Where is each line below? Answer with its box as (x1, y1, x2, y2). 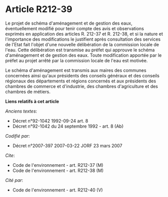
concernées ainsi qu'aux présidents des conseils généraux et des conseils (5, 72, 160, 78)
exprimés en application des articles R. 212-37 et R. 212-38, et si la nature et (5, 31, 163, 37)
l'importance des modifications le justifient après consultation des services (5, 36, 161, 42)
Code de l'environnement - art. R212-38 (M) (12, 167, 104, 173)
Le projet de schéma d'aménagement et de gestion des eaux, (5, 20, 133, 26)
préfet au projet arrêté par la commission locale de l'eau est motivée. (5, 57, 148, 63)
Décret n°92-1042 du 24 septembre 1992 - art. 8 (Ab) (12, 123, 124, 129)
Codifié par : (5, 133, 30, 139)
